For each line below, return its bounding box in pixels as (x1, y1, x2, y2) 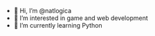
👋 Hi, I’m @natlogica (13, 7, 71, 15)
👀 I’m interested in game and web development (13, 14, 148, 22)
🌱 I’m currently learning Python (13, 21, 102, 29)
